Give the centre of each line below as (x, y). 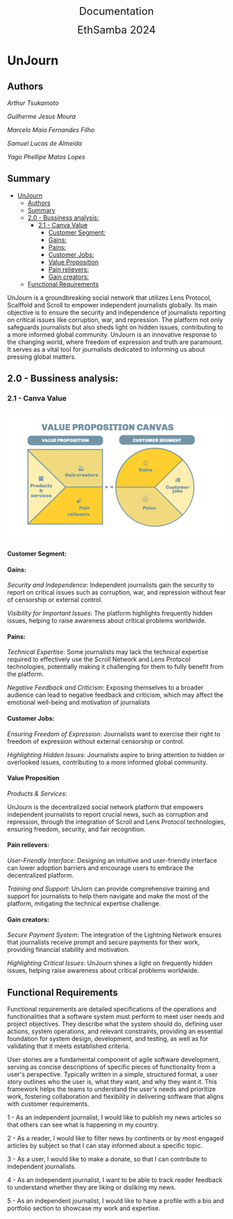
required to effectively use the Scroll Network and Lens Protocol (99, 659)
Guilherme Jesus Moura (42, 116)
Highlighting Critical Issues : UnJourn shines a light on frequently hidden (110, 963)
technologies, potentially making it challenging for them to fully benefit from (115, 667)
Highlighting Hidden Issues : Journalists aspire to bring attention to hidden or (116, 754)
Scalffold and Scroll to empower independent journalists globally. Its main (112, 305)
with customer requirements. (48, 1104)
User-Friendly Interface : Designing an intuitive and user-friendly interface (112, 861)
